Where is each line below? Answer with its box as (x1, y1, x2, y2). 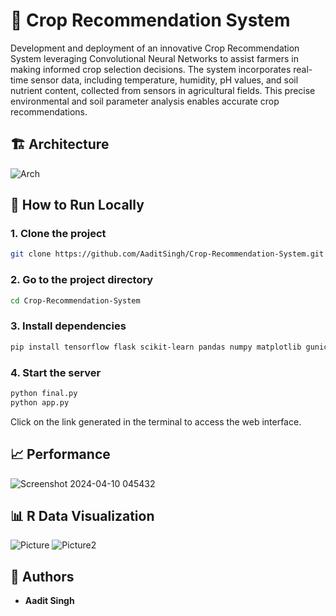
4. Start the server (10, 365, 102, 379)
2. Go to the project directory (10, 273, 154, 287)
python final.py (10, 388, 78, 398)
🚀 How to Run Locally (10, 197, 145, 214)
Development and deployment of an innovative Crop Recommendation (10, 42, 300, 54)
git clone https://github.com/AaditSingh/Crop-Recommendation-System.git (10, 249, 325, 259)
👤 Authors (10, 568, 75, 585)
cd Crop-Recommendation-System (10, 295, 141, 306)
